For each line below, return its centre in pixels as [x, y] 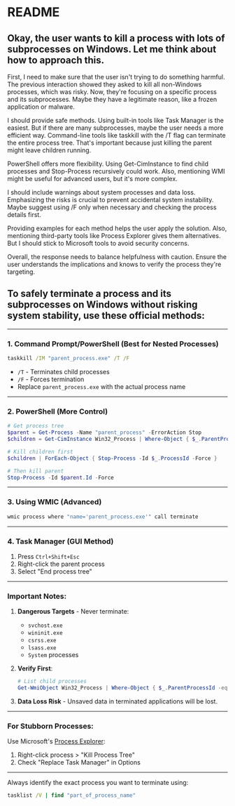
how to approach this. [56, 60]
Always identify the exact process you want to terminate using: [98, 783]
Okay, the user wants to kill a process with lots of [116, 38]
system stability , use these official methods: [106, 316]
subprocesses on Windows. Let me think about [112, 49]
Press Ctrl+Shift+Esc [48, 556]
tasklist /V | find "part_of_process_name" [72, 795]
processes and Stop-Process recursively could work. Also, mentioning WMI [116, 171]
